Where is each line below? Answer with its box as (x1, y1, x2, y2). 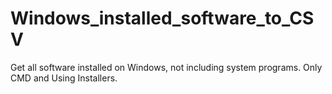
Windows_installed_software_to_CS (10, 7, 315, 30)
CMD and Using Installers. (10, 72, 118, 84)
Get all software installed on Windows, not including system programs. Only (10, 61, 323, 73)
